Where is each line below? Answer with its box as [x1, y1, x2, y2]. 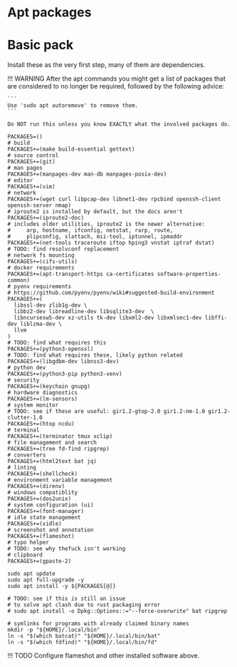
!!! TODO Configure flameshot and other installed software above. [7, 651, 200, 660]
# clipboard [7, 551, 43, 559]
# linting [7, 464, 37, 472]
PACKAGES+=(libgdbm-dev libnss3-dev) [7, 358, 120, 365]
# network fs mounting [7, 252, 75, 259]
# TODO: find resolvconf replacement [7, 245, 120, 253]
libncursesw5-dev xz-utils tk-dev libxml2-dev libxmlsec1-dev [14, 315, 202, 322]
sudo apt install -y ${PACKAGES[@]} [7, 583, 116, 590]
